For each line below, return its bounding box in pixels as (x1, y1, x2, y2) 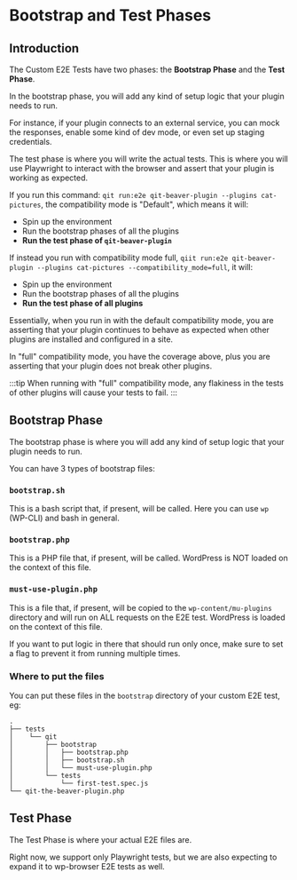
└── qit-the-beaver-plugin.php (9, 787, 125, 796)
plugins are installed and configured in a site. (9, 334, 174, 345)
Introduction (9, 41, 80, 56)
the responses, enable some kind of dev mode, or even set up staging (9, 127, 265, 138)
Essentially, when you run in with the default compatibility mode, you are (9, 315, 274, 325)
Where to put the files (9, 670, 105, 682)
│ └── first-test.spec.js (9, 779, 149, 788)
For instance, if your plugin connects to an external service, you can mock (9, 117, 280, 128)
